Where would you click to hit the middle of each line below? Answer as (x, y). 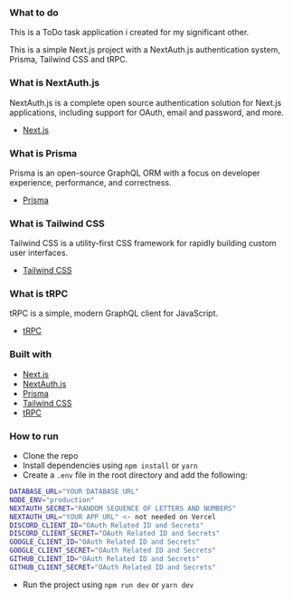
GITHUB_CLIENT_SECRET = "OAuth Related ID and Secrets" (113, 567)
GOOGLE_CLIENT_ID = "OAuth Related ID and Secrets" (105, 542)
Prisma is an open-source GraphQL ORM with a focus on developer (135, 173)
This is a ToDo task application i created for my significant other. (129, 33)
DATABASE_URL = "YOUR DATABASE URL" (75, 492)
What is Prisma (43, 153)
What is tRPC (39, 294)
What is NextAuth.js (55, 83)
